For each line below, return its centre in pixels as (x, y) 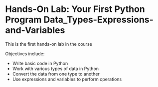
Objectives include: (25, 54)
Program (23, 20)
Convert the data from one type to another (56, 74)
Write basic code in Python (40, 63)
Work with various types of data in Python (55, 69)
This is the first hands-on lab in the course (49, 44)
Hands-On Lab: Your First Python (75, 9)
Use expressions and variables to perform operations (67, 79)
